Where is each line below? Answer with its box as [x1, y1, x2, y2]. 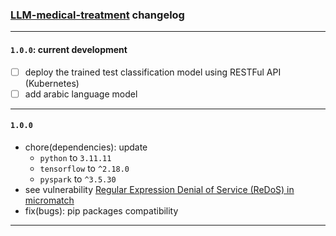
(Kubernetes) [24, 77, 80, 89]
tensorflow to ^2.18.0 [39, 162, 130, 174]
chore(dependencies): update [24, 141, 148, 153]
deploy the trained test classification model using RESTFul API [24, 66, 282, 78]
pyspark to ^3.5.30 [39, 173, 117, 185]
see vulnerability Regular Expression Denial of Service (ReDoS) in [24, 183, 295, 195]
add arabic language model [24, 88, 138, 100]
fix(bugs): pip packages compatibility [24, 204, 179, 217]
